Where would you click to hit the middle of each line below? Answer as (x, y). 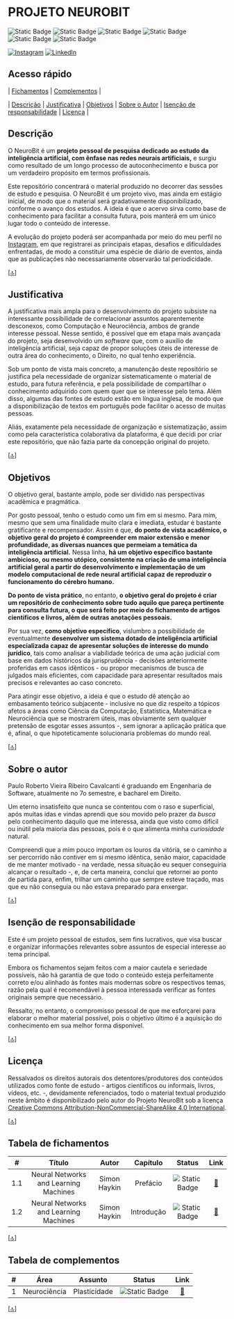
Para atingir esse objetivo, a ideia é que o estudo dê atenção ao (99, 696)
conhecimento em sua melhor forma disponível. (76, 1025)
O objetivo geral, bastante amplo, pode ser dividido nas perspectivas (107, 494)
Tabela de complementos (64, 1260)
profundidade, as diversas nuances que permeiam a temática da (102, 545)
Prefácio (149, 1183)
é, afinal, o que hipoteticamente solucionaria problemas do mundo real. (110, 733)
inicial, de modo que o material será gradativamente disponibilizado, (106, 201)
